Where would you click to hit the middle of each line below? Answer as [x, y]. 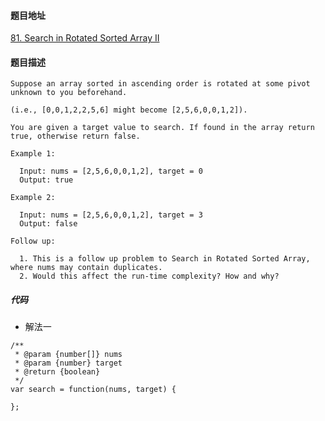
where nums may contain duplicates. [86, 268]
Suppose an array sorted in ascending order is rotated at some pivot [160, 84]
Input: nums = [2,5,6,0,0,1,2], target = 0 [111, 171]
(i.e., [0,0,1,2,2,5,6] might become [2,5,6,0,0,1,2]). [129, 110]
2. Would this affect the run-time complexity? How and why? [149, 276]
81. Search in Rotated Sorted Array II [85, 38]
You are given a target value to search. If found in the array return [162, 128]
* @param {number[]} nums [68, 355]
